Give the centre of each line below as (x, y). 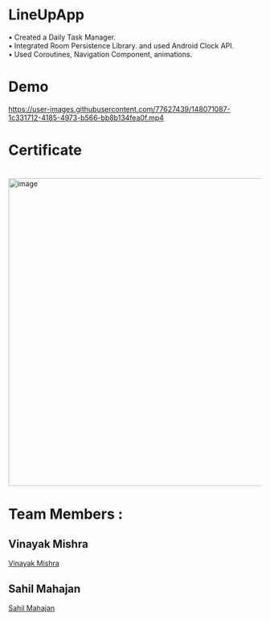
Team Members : (65, 514)
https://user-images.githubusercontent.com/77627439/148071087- (119, 109)
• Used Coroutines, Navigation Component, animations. (100, 54)
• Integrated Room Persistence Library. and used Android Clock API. (121, 45)
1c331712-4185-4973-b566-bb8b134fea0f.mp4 (86, 118)
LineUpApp (46, 15)
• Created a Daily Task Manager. (62, 37)
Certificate (45, 150)
